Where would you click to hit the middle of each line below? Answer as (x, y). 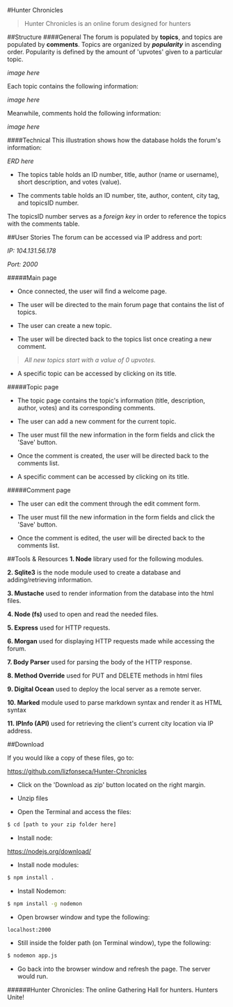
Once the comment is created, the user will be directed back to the (113, 456)
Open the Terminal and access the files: (74, 812)
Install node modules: (48, 865)
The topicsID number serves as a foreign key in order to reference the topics (117, 216)
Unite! (16, 997)
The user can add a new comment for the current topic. (97, 421)
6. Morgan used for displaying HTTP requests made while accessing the (111, 641)
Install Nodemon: (42, 891)
